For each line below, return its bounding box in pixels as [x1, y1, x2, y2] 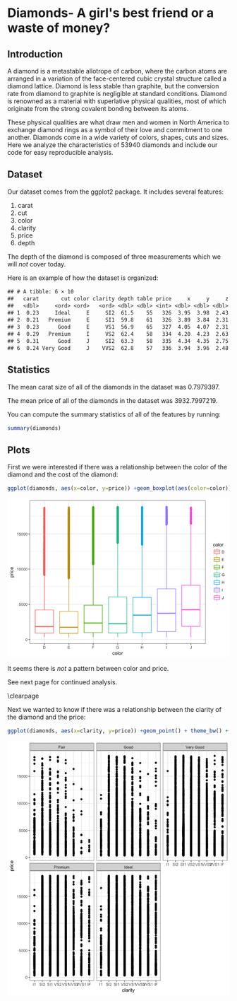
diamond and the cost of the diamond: [7, 470, 119, 479]
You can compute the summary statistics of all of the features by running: [7, 410, 221, 418]
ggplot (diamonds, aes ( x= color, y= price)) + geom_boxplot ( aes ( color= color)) [7, 485, 232, 492]
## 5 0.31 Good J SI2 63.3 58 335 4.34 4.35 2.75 [7, 337, 229, 344]
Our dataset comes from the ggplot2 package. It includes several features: [7, 187, 224, 196]
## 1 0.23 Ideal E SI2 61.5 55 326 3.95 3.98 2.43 [7, 309, 229, 316]
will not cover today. [7, 259, 66, 268]
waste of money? [7, 20, 111, 36]
